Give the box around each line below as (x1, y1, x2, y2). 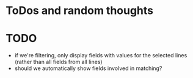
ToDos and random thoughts (5, 4, 154, 18)
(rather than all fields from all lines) (14, 58, 103, 66)
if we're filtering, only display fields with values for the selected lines (14, 52, 188, 59)
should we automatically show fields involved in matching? (14, 65, 162, 72)
